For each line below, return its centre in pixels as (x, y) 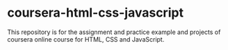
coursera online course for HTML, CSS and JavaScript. (86, 39)
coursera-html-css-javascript (96, 13)
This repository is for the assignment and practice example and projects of (114, 32)
